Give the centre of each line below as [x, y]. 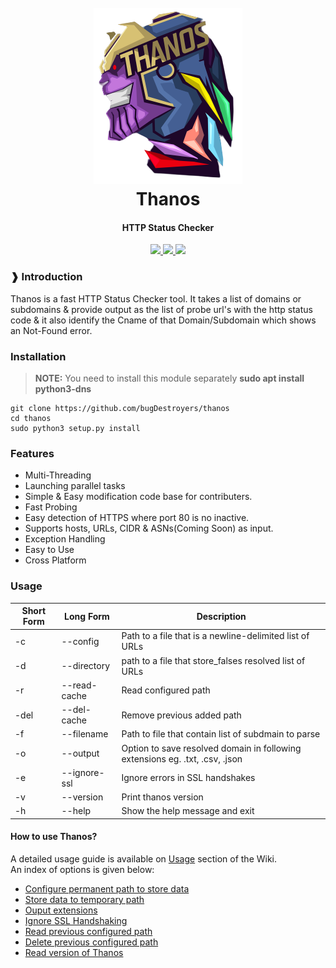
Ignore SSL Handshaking [76, 921]
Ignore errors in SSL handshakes [188, 778]
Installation [38, 356]
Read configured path [166, 690]
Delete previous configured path [91, 942]
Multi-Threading [58, 475]
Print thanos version [162, 797]
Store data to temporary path [84, 900]
